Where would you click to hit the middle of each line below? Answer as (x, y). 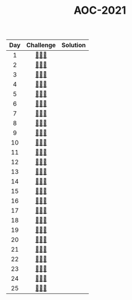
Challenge (41, 45)
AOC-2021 (100, 10)
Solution (74, 45)
